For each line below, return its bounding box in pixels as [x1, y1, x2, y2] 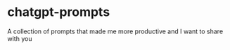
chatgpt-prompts [7, 4, 110, 20]
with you [7, 34, 32, 42]
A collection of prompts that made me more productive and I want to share [7, 27, 224, 35]
